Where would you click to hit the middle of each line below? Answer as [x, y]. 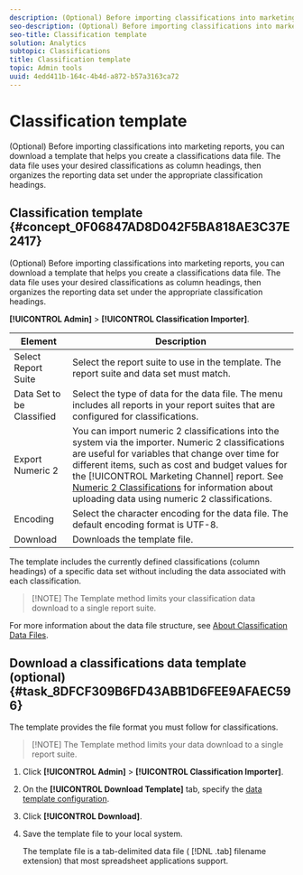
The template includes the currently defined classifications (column [134, 562]
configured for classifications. [135, 416]
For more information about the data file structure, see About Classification [149, 625]
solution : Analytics [48, 43]
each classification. [46, 581]
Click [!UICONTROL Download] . [82, 816]
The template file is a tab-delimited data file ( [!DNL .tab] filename [144, 852]
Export [28, 459]
